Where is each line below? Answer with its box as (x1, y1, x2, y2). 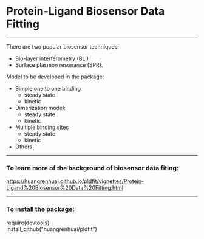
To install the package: (6, 205, 75, 213)
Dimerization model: (15, 104, 66, 111)
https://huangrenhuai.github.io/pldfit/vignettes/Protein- (6, 178, 144, 185)
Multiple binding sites (15, 123, 69, 131)
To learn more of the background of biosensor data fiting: (6, 164, 179, 172)
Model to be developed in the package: (6, 73, 104, 80)
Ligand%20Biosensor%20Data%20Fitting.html (6, 184, 123, 192)
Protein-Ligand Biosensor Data (6, 4, 165, 18)
